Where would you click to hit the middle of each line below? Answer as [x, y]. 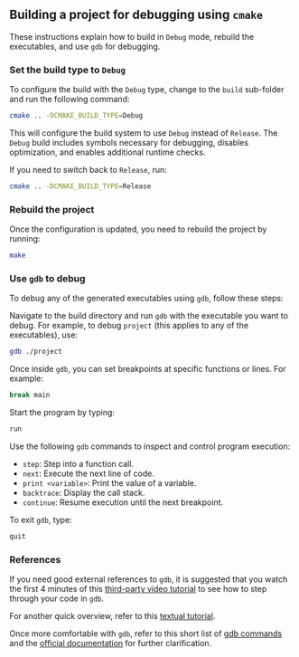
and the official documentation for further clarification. [111, 643]
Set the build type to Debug [68, 70]
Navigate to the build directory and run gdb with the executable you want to [149, 316]
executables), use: [44, 335]
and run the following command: [70, 100]
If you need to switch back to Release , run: [88, 169]
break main [30, 395]
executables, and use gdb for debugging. [85, 46]
